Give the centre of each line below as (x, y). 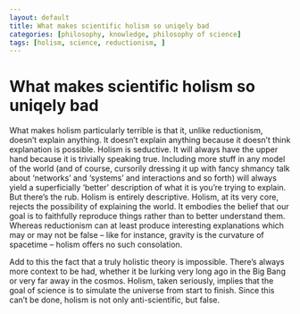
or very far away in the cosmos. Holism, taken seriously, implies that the (142, 281)
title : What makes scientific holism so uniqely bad (109, 26)
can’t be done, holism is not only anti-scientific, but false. (115, 300)
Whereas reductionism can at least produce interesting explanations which (146, 225)
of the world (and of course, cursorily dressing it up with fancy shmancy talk (150, 169)
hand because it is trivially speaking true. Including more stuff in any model (147, 159)
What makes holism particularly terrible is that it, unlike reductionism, (136, 131)
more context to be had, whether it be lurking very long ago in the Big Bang (147, 272)
